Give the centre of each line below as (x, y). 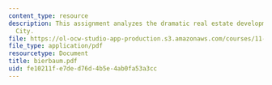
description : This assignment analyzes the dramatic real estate (121, 23)
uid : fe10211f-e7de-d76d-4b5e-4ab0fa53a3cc (83, 69)
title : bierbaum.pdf (43, 62)
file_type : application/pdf (56, 46)
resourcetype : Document (49, 53)
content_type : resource (49, 16)
